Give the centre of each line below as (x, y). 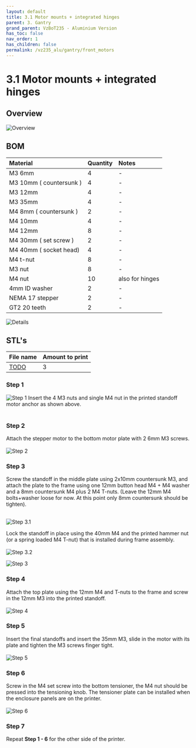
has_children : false (31, 45)
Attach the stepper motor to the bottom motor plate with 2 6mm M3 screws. (98, 438)
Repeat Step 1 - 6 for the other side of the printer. (66, 739)
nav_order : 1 (22, 39)
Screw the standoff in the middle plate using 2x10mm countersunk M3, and (97, 479)
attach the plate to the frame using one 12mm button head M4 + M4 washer (98, 486)
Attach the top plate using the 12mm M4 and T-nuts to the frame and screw (97, 592)
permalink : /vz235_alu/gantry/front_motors (60, 50)
